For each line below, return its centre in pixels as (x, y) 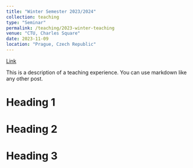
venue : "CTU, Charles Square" (43, 33)
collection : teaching (33, 17)
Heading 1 (31, 103)
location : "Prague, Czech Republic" (51, 45)
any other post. (24, 78)
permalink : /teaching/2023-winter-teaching (60, 28)
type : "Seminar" (26, 22)
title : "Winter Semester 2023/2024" (51, 11)
